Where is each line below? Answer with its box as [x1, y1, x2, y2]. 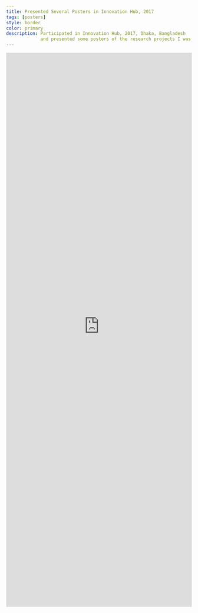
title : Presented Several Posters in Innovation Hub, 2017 [6, 8, 154, 15]
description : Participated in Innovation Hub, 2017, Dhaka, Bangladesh [6, 31, 186, 37]
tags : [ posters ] [6, 14, 46, 20]
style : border [6, 20, 41, 25]
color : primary [6, 25, 44, 31]
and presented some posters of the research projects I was [40, 36, 192, 42]
